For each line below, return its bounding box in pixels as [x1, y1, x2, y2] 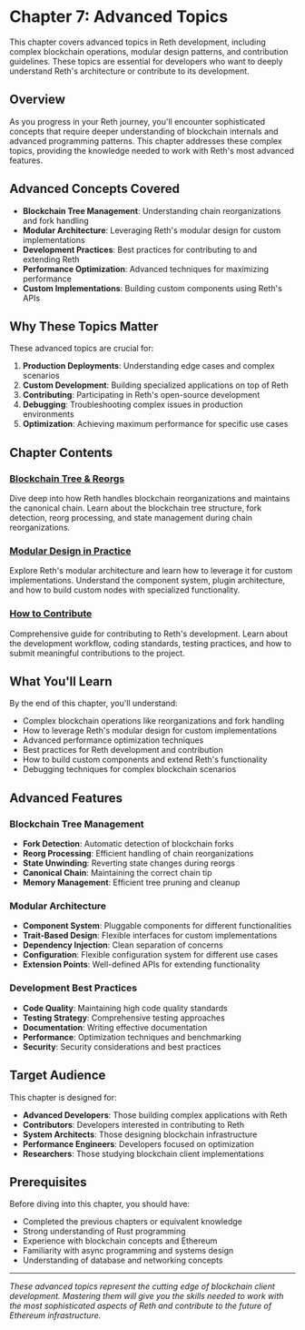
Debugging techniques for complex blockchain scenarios [22, 764, 237, 775]
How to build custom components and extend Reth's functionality [22, 754, 268, 766]
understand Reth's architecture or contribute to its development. [9, 66, 250, 76]
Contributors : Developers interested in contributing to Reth [22, 1119, 245, 1130]
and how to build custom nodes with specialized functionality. [9, 584, 241, 595]
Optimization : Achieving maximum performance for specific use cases [22, 419, 289, 430]
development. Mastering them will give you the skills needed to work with [9, 1291, 284, 1302]
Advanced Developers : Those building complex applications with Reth [22, 1109, 288, 1121]
